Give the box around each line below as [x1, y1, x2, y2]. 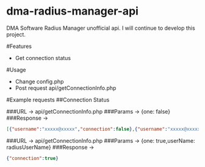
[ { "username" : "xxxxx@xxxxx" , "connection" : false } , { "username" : [6, 126, 168, 132]
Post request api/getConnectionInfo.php [15, 84, 117, 92]
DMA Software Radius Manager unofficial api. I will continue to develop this [6, 24, 195, 32]
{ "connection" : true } [6, 155, 59, 162]
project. [6, 30, 26, 38]
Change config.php [15, 78, 64, 85]
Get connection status [15, 54, 71, 61]
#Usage [6, 66, 26, 73]
